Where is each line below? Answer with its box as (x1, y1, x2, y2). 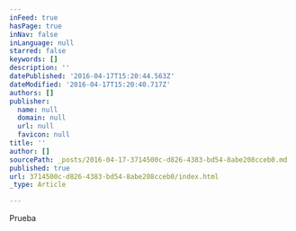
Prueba (9, 213, 37, 224)
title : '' (9, 138, 47, 147)
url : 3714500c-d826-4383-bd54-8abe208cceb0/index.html (9, 172, 220, 181)
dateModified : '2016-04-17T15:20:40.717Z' (9, 80, 171, 89)
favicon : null (17, 130, 70, 139)
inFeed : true (9, 13, 58, 22)
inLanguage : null (9, 38, 75, 48)
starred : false (9, 47, 67, 56)
